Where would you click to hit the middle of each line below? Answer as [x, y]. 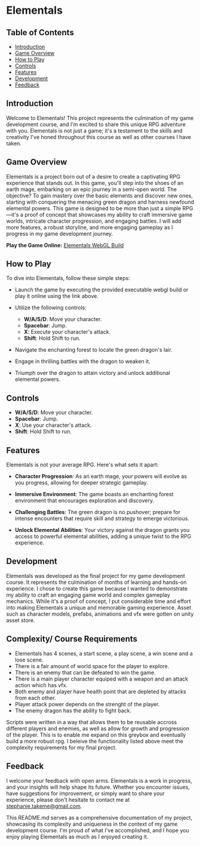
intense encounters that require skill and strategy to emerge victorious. [102, 519]
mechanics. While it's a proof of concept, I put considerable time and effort [99, 601]
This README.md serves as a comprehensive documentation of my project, [99, 817]
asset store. [21, 620]
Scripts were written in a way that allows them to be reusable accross [92, 722]
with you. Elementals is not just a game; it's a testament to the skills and [95, 130]
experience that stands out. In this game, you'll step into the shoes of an [95, 183]
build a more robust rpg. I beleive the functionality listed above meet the [95, 741]
